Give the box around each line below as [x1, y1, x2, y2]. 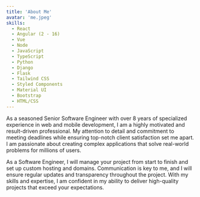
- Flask [11, 70, 31, 76]
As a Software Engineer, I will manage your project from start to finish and [6, 158, 189, 165]
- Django [11, 64, 34, 71]
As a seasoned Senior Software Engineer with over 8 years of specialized [6, 115, 187, 122]
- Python [11, 59, 34, 65]
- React [11, 25, 31, 32]
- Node [11, 43, 28, 49]
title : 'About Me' [6, 8, 52, 15]
